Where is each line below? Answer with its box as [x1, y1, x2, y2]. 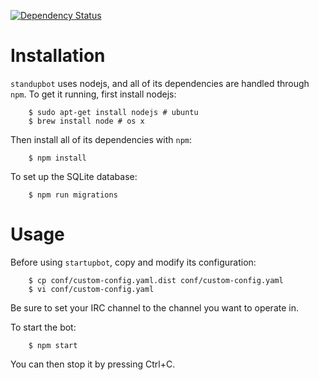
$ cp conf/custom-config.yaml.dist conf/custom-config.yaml [28, 275, 284, 285]
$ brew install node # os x [28, 116, 145, 126]
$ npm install [28, 153, 87, 163]
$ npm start [28, 340, 78, 350]
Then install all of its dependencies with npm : [10, 133, 193, 145]
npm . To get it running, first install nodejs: [10, 88, 177, 100]
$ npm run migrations [28, 190, 118, 200]
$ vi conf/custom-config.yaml [28, 284, 155, 294]
